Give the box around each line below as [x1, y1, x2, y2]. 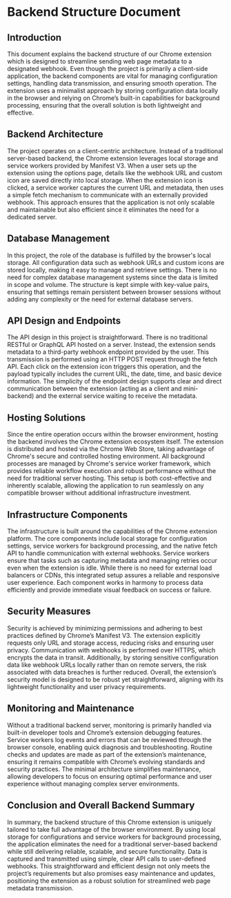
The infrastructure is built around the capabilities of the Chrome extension [7, 527, 217, 535]
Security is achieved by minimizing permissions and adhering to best [7, 623, 203, 632]
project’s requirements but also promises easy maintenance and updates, [7, 869, 216, 877]
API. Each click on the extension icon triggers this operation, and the [7, 363, 202, 371]
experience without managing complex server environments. [7, 779, 180, 788]
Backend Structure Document [7, 4, 181, 20]
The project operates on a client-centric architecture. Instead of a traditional [7, 146, 223, 155]
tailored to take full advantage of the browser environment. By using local [7, 825, 216, 833]
